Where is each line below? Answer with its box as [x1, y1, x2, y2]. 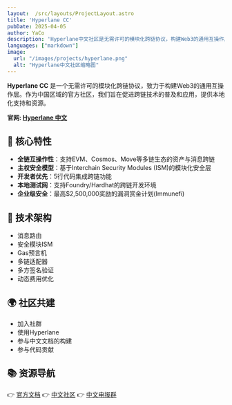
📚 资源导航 [7, 368, 56, 379]
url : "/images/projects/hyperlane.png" [13, 55, 128, 62]
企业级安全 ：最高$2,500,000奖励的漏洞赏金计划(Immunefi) [17, 189, 185, 198]
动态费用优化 [17, 274, 54, 283]
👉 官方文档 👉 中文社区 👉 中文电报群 [7, 390, 117, 398]
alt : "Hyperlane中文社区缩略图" [13, 62, 99, 68]
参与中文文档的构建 [17, 337, 72, 346]
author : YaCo [7, 29, 45, 37]
